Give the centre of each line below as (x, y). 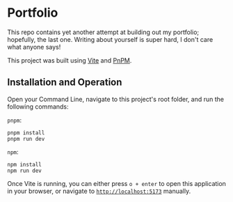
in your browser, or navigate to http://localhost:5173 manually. (99, 191)
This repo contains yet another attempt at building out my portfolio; (103, 32)
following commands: (38, 107)
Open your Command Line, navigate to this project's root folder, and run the (116, 99)
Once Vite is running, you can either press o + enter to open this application (116, 183)
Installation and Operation (65, 83)
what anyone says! (34, 47)
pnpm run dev (26, 139)
